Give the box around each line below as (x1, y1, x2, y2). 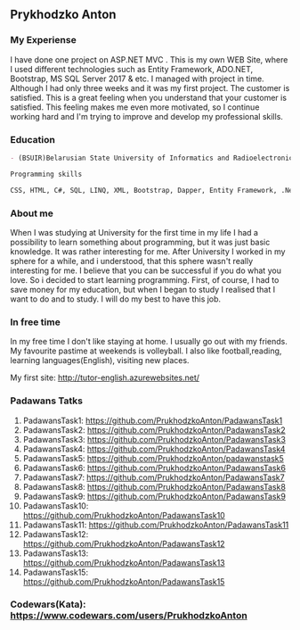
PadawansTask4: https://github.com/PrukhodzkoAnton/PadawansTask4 (22, 443, 286, 454)
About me (10, 207, 54, 220)
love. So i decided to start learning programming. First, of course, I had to (10, 274, 280, 285)
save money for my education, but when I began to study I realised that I (10, 284, 275, 294)
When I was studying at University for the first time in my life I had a (10, 227, 259, 237)
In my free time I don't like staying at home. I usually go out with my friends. (10, 336, 288, 347)
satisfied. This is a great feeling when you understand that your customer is (10, 92, 288, 103)
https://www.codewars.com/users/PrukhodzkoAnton (10, 609, 247, 622)
